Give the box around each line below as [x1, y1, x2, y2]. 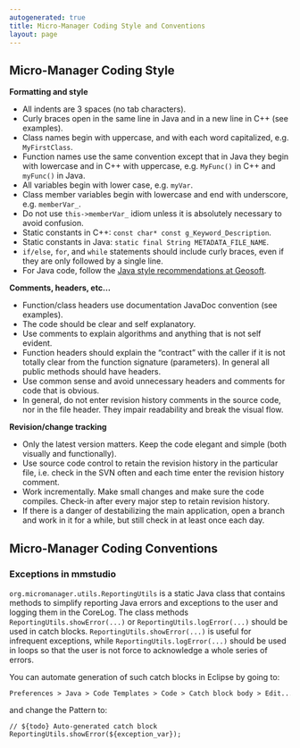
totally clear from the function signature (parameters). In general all [21, 357, 270, 367]
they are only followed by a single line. [21, 256, 163, 266]
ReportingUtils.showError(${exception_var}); [9, 729, 181, 738]
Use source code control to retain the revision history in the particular [21, 458, 279, 469]
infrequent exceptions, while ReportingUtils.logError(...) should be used [9, 635, 287, 646]
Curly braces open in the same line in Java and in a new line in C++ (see [21, 113, 288, 124]
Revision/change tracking [9, 422, 107, 433]
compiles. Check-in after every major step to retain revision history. [21, 496, 271, 507]
